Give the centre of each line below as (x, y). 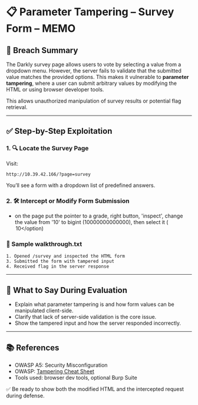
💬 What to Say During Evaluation (67, 290)
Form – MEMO (41, 29)
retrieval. (17, 107)
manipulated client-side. (44, 311)
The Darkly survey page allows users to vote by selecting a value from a (94, 64)
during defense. (25, 396)
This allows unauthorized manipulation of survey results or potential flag (94, 101)
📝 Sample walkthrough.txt (44, 244)
